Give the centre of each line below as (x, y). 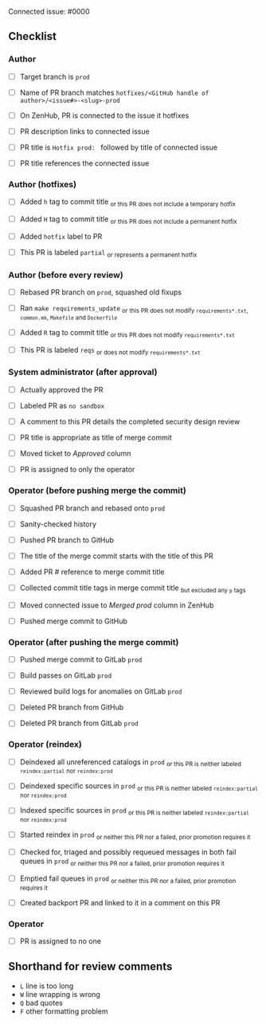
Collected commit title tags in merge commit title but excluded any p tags (133, 588)
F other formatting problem (64, 1011)
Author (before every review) (66, 275)
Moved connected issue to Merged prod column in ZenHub (117, 605)
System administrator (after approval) (83, 372)
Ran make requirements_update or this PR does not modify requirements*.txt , (134, 309)
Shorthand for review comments (90, 967)
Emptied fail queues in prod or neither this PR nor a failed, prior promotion (128, 879)
